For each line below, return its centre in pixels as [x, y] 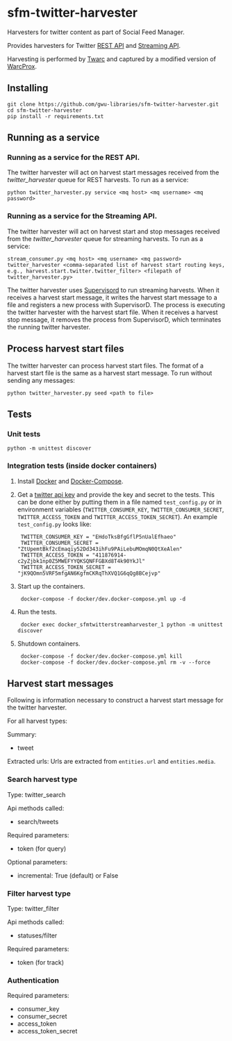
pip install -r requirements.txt [56, 116]
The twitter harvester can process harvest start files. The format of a [105, 366]
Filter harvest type [39, 893]
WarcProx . [22, 66]
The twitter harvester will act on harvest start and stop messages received [114, 231]
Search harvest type [42, 780]
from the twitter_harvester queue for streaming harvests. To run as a [105, 238]
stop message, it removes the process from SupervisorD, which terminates [114, 319]
